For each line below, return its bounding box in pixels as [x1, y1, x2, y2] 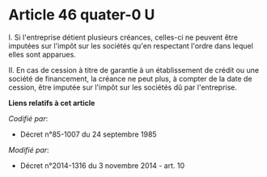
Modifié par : [8, 145, 50, 154]
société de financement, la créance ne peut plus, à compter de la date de [8, 74, 252, 83]
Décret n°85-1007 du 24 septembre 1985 [19, 129, 157, 139]
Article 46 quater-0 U [8, 6, 155, 24]
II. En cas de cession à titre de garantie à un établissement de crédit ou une [8, 65, 260, 74]
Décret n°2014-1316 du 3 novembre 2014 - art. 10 [19, 160, 184, 171]
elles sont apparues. [8, 49, 77, 59]
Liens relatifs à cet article [8, 98, 95, 107]
